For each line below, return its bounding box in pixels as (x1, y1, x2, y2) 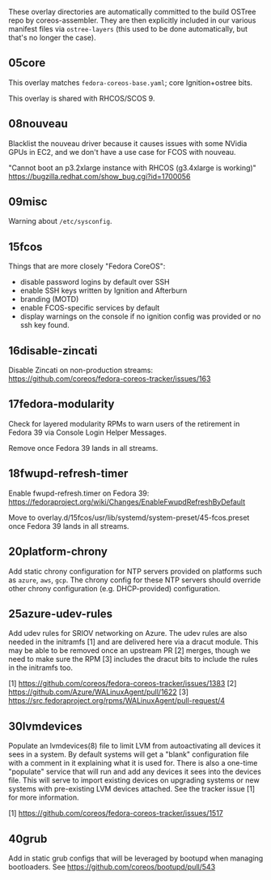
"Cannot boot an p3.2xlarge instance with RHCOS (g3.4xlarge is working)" (8, 162, 256, 173)
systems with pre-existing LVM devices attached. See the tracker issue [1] (8, 784, 256, 794)
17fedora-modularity (8, 397, 115, 411)
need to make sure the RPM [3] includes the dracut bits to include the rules (8, 655, 259, 664)
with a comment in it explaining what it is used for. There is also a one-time (8, 758, 258, 768)
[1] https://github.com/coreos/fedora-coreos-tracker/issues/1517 (8, 809, 224, 818)
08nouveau (8, 117, 69, 131)
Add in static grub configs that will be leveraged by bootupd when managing (8, 853, 264, 863)
